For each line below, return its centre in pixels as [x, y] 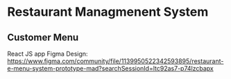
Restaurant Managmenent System [108, 12]
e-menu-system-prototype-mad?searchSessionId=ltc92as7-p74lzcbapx [110, 68]
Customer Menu [43, 37]
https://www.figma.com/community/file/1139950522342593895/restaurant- [115, 61]
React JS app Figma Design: [48, 54]
